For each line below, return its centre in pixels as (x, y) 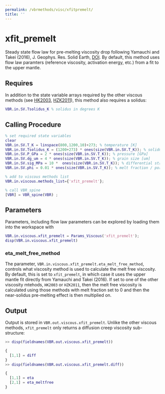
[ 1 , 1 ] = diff (23, 355)
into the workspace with (29, 227)
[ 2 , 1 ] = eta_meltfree (32, 383)
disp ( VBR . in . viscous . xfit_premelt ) (41, 241)
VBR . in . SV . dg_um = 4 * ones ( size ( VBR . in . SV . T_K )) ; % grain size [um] (78, 159)
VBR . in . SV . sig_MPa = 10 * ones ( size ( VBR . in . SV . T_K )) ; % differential (79, 163)
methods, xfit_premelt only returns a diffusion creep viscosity (69, 328)
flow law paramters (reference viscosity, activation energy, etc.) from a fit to (82, 62)
